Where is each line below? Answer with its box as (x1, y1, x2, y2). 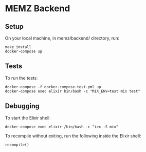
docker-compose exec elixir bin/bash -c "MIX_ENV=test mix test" (5, 89, 140, 94)
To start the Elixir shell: (5, 115, 51, 121)
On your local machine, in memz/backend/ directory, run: (5, 35, 120, 41)
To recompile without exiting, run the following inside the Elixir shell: (5, 133, 141, 139)
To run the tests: (5, 75, 38, 81)
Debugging (5, 102, 40, 110)
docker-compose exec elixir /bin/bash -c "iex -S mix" (5, 124, 119, 129)
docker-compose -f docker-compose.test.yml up (5, 84, 101, 89)
